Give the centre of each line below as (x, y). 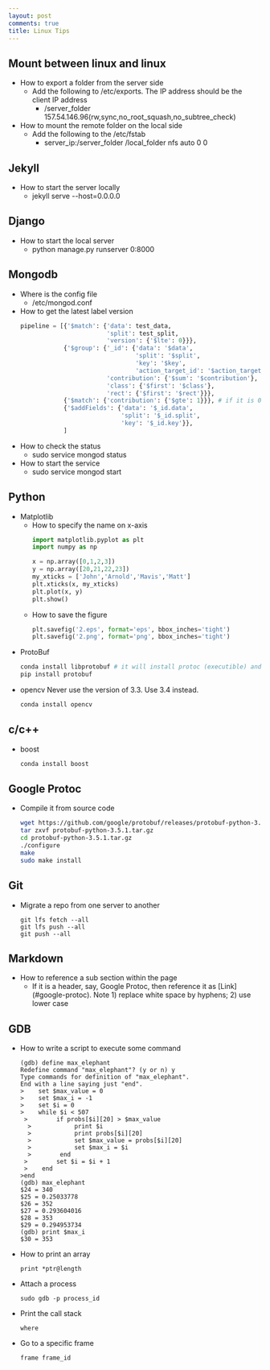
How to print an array (55, 1254)
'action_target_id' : (170, 370)
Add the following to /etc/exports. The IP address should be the (137, 91)
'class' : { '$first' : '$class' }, (161, 386)
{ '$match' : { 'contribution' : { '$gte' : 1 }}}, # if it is (159, 401)
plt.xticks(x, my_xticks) (75, 584)
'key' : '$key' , (161, 363)
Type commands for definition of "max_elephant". (105, 1077)
